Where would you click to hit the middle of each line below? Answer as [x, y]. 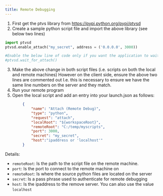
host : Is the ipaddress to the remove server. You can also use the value [83, 184]
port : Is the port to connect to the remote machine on [65, 168]
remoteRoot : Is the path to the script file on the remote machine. [75, 163]
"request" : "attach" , [53, 118]
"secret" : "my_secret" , [55, 136]
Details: [13, 154]
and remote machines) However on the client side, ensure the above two [85, 75]
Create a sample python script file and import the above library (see [80, 28]
